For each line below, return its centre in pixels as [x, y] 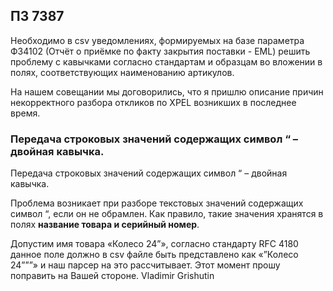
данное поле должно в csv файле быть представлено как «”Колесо [154, 255]
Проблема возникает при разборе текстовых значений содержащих [157, 203]
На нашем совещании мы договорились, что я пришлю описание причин [167, 91]
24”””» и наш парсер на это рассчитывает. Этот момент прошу [145, 265]
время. [25, 113]
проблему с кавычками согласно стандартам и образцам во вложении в [166, 61]
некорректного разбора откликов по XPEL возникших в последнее [153, 102]
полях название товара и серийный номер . [105, 225]
